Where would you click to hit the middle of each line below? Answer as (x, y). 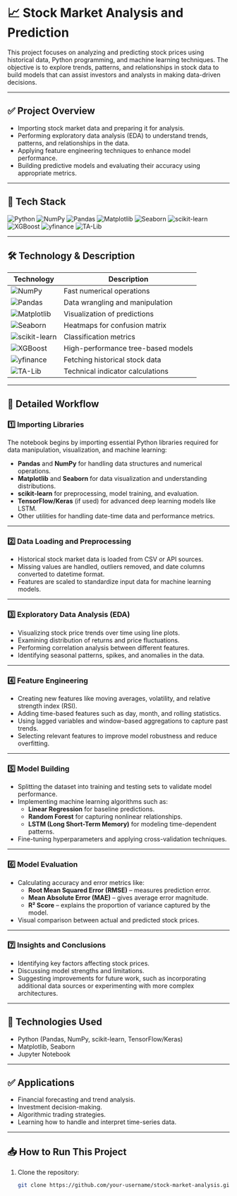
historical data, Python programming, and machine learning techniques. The (118, 59)
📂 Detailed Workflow (53, 404)
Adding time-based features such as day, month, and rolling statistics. (119, 713)
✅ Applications (41, 1083)
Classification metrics (99, 337)
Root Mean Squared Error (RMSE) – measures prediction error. (120, 890)
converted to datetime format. (61, 574)
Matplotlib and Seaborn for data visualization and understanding (112, 479)
